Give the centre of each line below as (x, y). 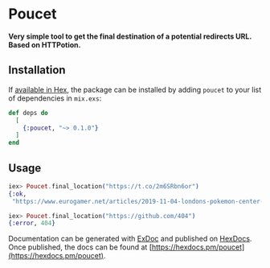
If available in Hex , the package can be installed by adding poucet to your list (135, 89)
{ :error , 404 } (32, 223)
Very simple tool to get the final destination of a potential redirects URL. (130, 36)
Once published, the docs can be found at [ (80, 247)
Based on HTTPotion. (45, 44)
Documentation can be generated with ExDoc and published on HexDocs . (130, 239)
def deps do (28, 113)
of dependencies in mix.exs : (55, 98)
